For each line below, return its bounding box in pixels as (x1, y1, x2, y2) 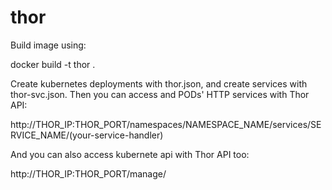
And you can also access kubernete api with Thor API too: (10, 148, 250, 160)
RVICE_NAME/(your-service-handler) (10, 129, 164, 141)
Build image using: (10, 39, 87, 51)
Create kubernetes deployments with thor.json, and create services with (10, 77, 308, 90)
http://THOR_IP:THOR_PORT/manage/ (10, 167, 167, 180)
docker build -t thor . (10, 58, 96, 70)
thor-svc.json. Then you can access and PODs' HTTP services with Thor (10, 88, 310, 100)
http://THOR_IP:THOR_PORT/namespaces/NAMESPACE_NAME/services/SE (10, 118, 322, 130)
